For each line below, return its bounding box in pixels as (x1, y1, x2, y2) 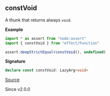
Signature (5, 59, 26, 64)
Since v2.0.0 (5, 86, 30, 93)
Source (5, 77, 20, 83)
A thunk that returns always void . (5, 17, 72, 23)
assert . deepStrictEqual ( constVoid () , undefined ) (5, 49, 106, 55)
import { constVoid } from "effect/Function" (5, 40, 99, 46)
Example (5, 27, 23, 32)
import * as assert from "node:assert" (5, 36, 87, 41)
